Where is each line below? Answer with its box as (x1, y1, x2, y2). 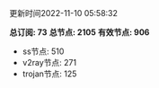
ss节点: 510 (22, 46, 65, 57)
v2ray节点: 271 (22, 57, 77, 67)
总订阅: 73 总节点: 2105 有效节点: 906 (9, 27, 150, 38)
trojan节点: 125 (22, 68, 77, 79)
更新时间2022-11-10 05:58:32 (9, 8, 119, 18)
